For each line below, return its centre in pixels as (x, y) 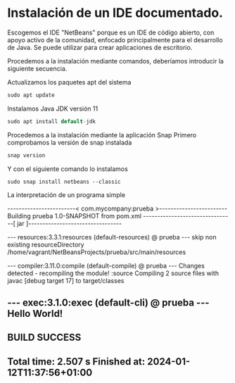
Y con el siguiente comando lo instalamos (68, 169)
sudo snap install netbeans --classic (64, 182)
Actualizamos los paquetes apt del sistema (69, 82)
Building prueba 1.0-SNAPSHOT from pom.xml (75, 215)
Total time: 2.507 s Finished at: (76, 362)
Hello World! (35, 314)
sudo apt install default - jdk (52, 121)
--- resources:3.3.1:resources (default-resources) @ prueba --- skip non (112, 237)
